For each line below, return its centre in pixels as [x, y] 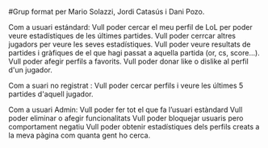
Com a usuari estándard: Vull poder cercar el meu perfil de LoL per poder [130, 27]
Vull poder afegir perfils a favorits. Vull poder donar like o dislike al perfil [128, 61]
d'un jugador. [30, 70]
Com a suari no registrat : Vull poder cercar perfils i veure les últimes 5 [126, 85]
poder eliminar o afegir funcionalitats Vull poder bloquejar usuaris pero [126, 118]
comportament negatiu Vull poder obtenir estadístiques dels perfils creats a [134, 127]
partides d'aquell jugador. [51, 94]
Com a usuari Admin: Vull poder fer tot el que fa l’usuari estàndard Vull [126, 109]
